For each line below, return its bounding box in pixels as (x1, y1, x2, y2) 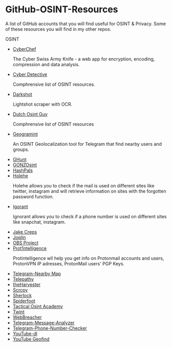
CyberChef (12, 46, 36, 52)
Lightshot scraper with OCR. (12, 101, 73, 107)
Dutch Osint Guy (12, 111, 48, 117)
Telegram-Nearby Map (12, 271, 61, 277)
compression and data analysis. (12, 61, 80, 67)
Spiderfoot (12, 298, 36, 304)
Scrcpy (12, 286, 28, 293)
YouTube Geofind (12, 336, 50, 342)
